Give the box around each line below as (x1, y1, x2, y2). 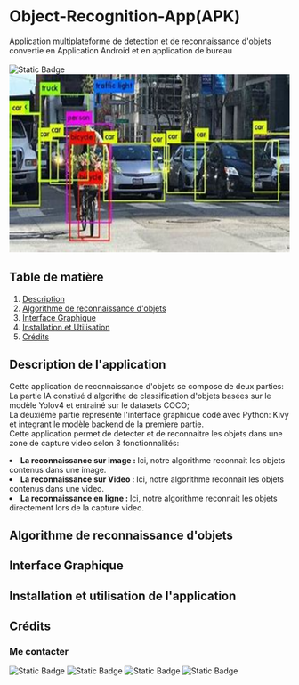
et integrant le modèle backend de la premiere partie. (9, 419, 205, 429)
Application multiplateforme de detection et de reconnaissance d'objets (9, 36, 271, 46)
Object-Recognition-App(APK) (9, 6, 241, 27)
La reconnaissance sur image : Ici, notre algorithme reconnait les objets (20, 454, 286, 465)
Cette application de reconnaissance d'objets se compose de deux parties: (9, 380, 285, 391)
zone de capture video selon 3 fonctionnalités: (9, 437, 180, 448)
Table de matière (9, 270, 104, 285)
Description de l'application (9, 357, 166, 372)
